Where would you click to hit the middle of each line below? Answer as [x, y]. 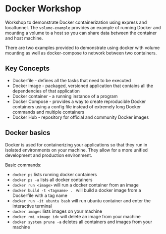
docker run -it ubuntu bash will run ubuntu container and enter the [82, 200]
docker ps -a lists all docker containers [52, 180]
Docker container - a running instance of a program [65, 96]
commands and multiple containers [48, 112]
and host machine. [24, 38]
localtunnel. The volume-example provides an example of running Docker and [83, 27]
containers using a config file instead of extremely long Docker [77, 106]
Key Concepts [27, 69]
